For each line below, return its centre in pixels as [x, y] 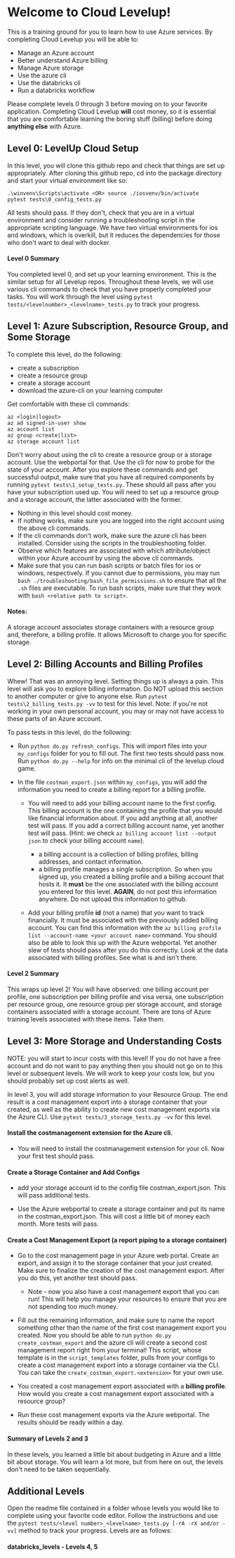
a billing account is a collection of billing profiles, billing [118, 854]
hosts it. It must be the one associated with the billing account [128, 884]
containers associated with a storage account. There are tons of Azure [109, 1012]
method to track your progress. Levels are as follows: [95, 1531]
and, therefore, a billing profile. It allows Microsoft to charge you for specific [117, 634]
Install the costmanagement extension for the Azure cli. [90, 1133]
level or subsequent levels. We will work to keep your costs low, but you [111, 1073]
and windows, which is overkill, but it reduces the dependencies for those [114, 235]
